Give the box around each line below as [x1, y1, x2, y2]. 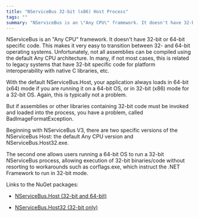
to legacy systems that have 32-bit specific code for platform [6, 61, 156, 68]
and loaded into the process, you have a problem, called [6, 109, 143, 116]
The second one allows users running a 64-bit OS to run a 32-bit [6, 151, 164, 158]
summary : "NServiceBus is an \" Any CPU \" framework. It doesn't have [6, 20, 182, 25]
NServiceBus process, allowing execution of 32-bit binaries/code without [6, 157, 185, 164]
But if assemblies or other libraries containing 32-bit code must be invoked [6, 103, 189, 110]
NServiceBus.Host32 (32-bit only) [14, 204, 98, 211]
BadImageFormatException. [6, 115, 74, 122]
